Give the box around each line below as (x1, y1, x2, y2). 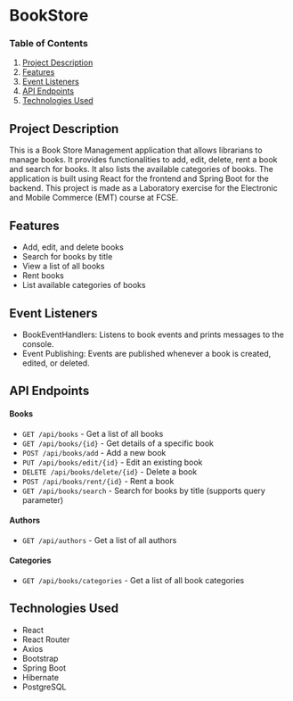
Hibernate (21, 672, 60, 682)
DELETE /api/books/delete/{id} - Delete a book (21, 466, 198, 477)
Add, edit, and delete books (21, 242, 125, 252)
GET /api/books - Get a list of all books (21, 428, 164, 439)
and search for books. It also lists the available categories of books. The (9, 164, 273, 175)
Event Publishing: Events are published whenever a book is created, (21, 348, 272, 359)
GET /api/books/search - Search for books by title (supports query (21, 485, 265, 496)
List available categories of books (21, 280, 146, 291)
